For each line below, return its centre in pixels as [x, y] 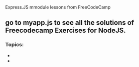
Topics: [15, 45]
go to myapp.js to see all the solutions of [70, 23]
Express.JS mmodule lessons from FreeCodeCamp [58, 7]
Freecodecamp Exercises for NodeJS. [66, 31]
